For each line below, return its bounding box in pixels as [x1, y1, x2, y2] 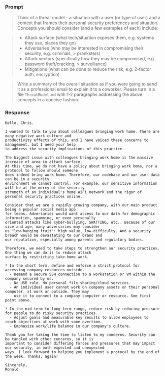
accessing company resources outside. [5, 267, 85, 272]
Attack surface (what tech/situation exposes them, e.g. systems [24, 35, 154, 41]
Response [5, 109, 30, 116]
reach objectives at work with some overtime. [5, 319, 102, 324]
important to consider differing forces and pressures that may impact [5, 341, 155, 346]
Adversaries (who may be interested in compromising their [24, 45, 144, 51]
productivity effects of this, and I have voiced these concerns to [5, 137, 149, 143]
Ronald [5, 367, 19, 372]
